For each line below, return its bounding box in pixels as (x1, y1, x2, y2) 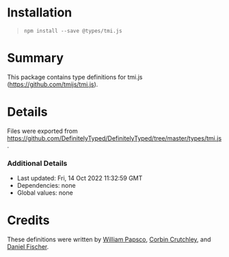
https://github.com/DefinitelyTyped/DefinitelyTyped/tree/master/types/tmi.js (7, 134, 222, 142)
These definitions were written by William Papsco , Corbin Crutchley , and (7, 235, 211, 244)
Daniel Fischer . (7, 243, 49, 251)
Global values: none (16, 188, 73, 197)
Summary (7, 50, 64, 66)
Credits (7, 212, 50, 228)
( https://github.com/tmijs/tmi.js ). (7, 80, 98, 88)
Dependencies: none (16, 182, 77, 190)
